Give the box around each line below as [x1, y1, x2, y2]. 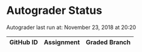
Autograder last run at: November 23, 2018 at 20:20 [6, 24, 137, 31]
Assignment [43, 37, 80, 46]
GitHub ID [9, 37, 38, 46]
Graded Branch [85, 37, 131, 46]
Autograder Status [6, 4, 102, 18]
